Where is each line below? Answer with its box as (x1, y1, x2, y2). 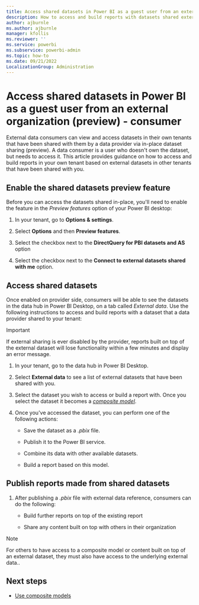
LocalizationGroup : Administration (6, 63, 94, 70)
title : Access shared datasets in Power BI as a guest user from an (6, 8, 179, 15)
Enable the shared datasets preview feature (6, 183, 171, 193)
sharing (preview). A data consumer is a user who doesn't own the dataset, (6, 146, 190, 154)
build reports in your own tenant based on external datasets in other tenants (6, 159, 191, 167)
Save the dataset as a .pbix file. (23, 427, 101, 434)
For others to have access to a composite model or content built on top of (6, 546, 186, 553)
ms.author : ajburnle (6, 25, 57, 31)
